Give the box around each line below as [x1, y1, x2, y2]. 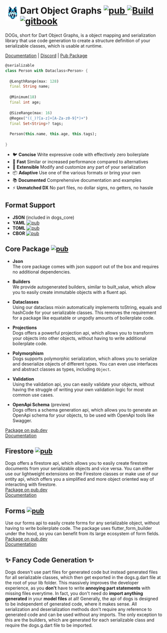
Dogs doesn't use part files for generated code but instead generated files [5, 569, 158, 575]
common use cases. [12, 392, 54, 398]
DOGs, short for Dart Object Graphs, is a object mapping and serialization [5, 32, 156, 38]
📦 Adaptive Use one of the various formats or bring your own [12, 169, 141, 175]
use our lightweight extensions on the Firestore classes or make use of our [5, 471, 159, 477]
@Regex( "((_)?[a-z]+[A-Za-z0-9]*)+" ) [9, 116, 88, 121]
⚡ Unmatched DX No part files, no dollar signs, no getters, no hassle [12, 184, 154, 190]
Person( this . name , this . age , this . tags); [9, 132, 97, 137]
